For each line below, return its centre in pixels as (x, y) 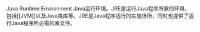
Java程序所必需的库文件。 (43, 23)
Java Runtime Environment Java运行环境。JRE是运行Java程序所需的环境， (98, 8)
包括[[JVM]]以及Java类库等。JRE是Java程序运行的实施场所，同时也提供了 (98, 16)
